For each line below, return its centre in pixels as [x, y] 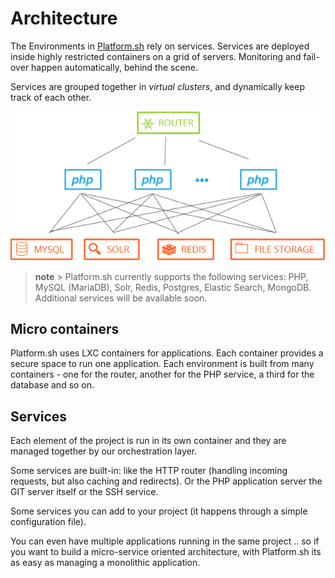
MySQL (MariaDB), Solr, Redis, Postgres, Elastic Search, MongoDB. [173, 287]
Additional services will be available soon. [121, 298]
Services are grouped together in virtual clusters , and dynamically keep [157, 86]
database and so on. [52, 385]
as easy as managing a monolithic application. [105, 563]
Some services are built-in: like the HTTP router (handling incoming [149, 471]
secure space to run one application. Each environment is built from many [162, 364]
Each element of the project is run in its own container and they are [148, 441]
